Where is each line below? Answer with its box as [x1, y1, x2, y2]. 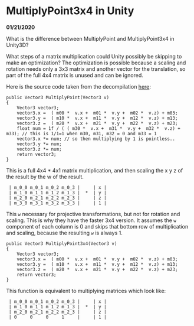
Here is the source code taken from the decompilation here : [6, 83, 152, 90]
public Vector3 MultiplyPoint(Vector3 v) [6, 94, 110, 100]
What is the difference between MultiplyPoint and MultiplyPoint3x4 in [6, 35, 175, 42]
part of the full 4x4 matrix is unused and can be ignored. [6, 71, 143, 79]
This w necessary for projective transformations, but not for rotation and [6, 210, 180, 217]
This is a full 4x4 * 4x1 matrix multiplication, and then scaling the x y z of [6, 167, 183, 174]
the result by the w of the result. [6, 173, 84, 180]
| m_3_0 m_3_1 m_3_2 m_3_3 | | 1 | [8, 200, 107, 206]
